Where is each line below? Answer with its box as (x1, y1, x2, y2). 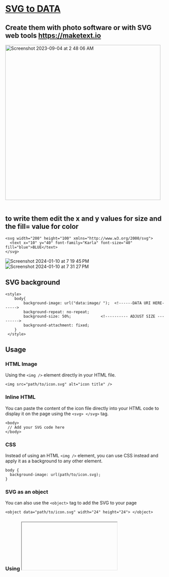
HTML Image (5, 360, 38, 367)
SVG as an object (5, 488, 48, 495)
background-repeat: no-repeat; (23, 309, 90, 315)
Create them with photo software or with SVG (5, 23, 152, 32)
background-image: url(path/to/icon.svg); (10, 472, 101, 477)
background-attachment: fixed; (23, 323, 90, 328)
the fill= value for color (5, 222, 79, 231)
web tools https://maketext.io (5, 31, 102, 40)
